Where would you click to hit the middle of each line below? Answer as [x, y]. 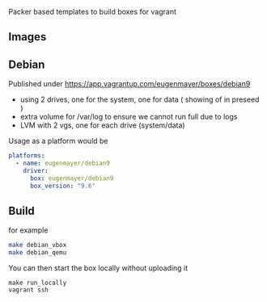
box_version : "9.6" [62, 186]
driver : [36, 170]
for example [28, 230]
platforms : [27, 156]
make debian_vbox [38, 245]
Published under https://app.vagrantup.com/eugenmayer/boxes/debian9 [129, 84]
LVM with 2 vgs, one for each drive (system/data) [102, 125]
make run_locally [38, 283]
